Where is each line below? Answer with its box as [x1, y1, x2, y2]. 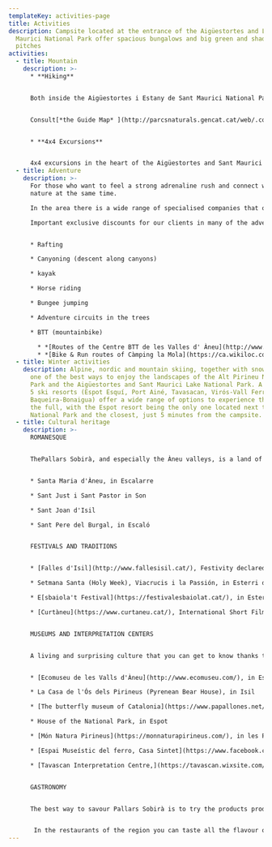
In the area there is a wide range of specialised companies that [29, 204, 259, 212]
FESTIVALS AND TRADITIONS [29, 543, 117, 551]
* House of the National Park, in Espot [29, 717, 168, 726]
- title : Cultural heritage [15, 419, 111, 427]
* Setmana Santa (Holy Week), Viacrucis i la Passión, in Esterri [29, 579, 259, 587]
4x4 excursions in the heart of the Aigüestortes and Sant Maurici [29, 159, 263, 167]
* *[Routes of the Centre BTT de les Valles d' [37, 342, 201, 351]
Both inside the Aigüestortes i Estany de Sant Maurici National [29, 94, 255, 102]
